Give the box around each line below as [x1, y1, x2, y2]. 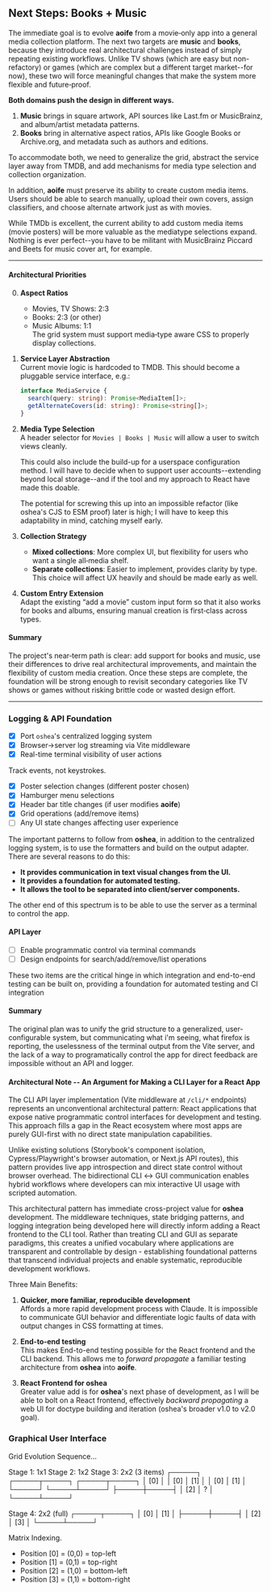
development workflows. [8, 1264, 91, 1274]
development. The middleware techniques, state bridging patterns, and [8, 1212, 244, 1222]
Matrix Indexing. [8, 1533, 62, 1543]
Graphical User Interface [8, 1433, 107, 1444]
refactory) [8, 62, 42, 72]
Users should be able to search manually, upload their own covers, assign [8, 193, 254, 203]
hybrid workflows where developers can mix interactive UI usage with [8, 1179, 240, 1189]
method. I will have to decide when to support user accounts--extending [19, 465, 261, 475]
